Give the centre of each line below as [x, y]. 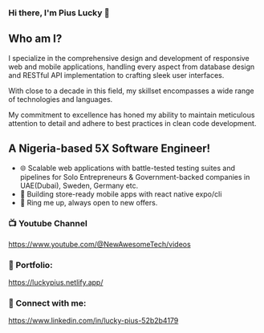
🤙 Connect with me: [47, 303]
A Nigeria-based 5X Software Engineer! [110, 149]
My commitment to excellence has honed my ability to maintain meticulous [132, 115]
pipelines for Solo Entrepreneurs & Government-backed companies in [135, 177]
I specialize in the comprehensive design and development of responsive [129, 58]
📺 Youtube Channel [48, 224]
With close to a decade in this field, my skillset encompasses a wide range [131, 91]
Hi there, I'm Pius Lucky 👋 [59, 13]
